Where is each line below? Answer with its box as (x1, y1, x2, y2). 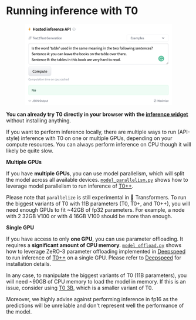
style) (6, 135, 20, 142)
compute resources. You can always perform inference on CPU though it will (6, 141, 191, 148)
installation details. (6, 261, 52, 268)
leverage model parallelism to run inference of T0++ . (6, 182, 134, 189)
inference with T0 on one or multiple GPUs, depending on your (21, 135, 173, 142)
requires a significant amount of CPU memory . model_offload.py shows (6, 242, 182, 249)
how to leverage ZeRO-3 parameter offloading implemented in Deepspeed (6, 248, 186, 255)
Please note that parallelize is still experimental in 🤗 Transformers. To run (6, 194, 187, 201)
